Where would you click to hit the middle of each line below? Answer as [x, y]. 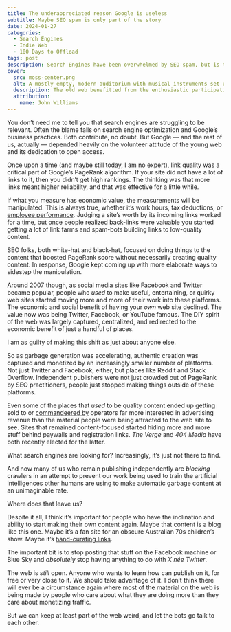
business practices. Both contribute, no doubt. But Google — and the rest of [115, 137]
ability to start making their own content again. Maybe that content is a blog [114, 524]
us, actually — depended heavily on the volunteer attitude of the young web [114, 144]
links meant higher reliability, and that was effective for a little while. [103, 187]
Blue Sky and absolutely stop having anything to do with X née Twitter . [107, 559]
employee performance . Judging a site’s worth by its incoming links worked [114, 214]
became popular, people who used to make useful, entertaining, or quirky [111, 292]
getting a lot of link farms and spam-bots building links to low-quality [105, 229]
